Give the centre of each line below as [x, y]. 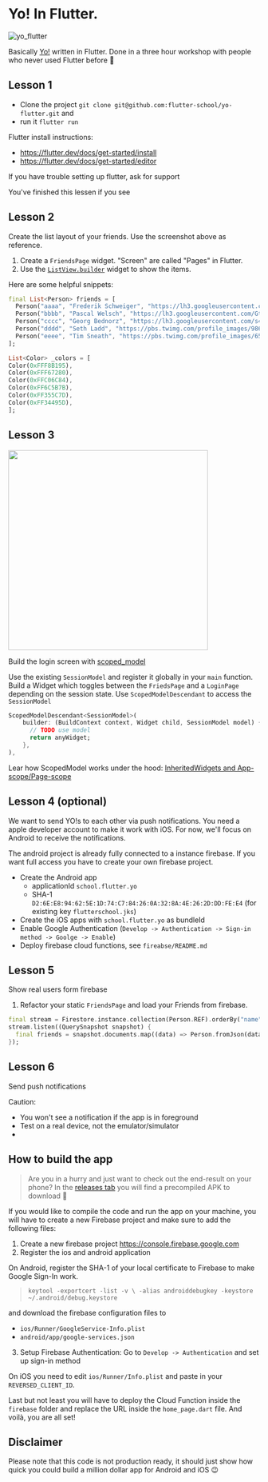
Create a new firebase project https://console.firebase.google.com [129, 1244]
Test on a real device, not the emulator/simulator [99, 1125]
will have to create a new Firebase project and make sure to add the [120, 1220]
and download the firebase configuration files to [87, 1312]
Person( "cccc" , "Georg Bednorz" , [71, 322]
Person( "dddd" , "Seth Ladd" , [64, 329]
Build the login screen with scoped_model [77, 661]
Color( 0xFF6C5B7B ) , [41, 388]
